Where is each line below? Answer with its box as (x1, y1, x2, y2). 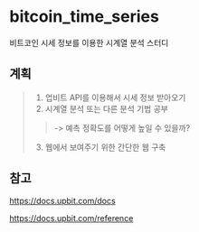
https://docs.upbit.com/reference (9, 212, 134, 223)
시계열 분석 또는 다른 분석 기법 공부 (44, 103, 169, 114)
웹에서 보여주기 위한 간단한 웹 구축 (44, 142, 166, 153)
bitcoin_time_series (9, 6, 160, 27)
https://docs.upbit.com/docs (9, 195, 116, 206)
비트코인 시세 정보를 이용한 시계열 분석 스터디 (9, 37, 169, 48)
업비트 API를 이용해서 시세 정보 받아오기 (44, 92, 186, 103)
